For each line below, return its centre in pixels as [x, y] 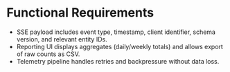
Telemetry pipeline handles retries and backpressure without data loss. [118, 61]
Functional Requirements [80, 13]
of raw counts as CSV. [48, 54]
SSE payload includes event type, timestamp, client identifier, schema [116, 32]
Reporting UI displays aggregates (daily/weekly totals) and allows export [120, 46]
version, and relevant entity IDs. [62, 39]
